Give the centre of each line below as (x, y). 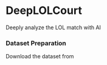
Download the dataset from (40, 56)
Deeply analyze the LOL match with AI (53, 27)
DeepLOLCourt (44, 11)
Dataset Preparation (36, 43)
